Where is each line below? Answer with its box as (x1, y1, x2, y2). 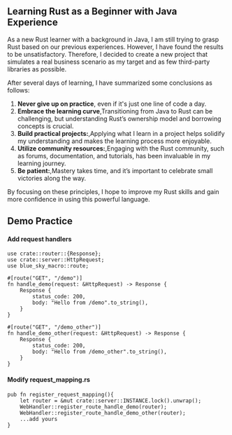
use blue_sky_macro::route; (7, 263, 89, 270)
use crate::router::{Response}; (7, 250, 101, 258)
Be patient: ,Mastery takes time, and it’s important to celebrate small (17, 166, 213, 174)
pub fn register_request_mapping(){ (7, 391, 114, 398)
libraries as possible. (7, 64, 67, 73)
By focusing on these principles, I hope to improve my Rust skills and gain (7, 187, 219, 195)
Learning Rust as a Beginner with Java (7, 6, 177, 18)
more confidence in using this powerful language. (7, 195, 150, 203)
